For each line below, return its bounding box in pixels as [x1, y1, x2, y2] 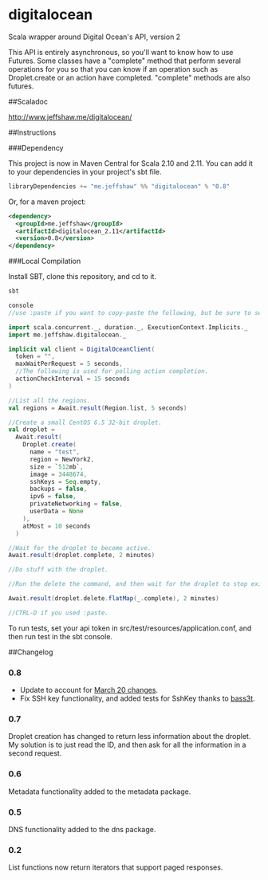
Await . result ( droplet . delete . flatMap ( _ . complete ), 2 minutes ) [8, 595, 219, 603]
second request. [8, 748, 62, 758]
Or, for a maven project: [8, 197, 86, 206]
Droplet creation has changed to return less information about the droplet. [8, 732, 251, 741]
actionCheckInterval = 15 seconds [15, 375, 130, 383]
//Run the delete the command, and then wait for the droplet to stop [8, 580, 248, 588]
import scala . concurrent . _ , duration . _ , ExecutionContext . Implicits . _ [8, 323, 248, 332]
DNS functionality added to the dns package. [8, 825, 156, 834]
